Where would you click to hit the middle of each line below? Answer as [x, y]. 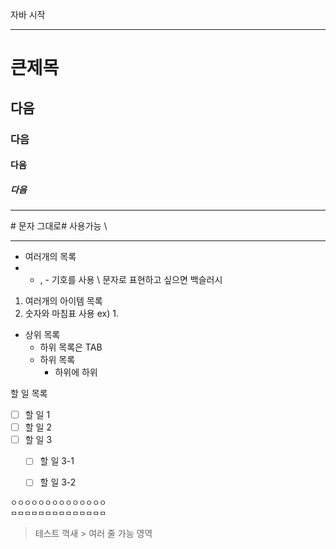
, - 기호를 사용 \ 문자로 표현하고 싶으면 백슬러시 [131, 280]
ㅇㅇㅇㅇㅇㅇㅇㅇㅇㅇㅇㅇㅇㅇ [58, 503]
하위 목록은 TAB [71, 347]
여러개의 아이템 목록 [63, 301]
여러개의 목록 [50, 257]
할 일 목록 [29, 394]
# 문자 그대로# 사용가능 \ [59, 226]
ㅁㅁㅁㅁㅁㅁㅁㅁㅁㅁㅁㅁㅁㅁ [58, 514]
